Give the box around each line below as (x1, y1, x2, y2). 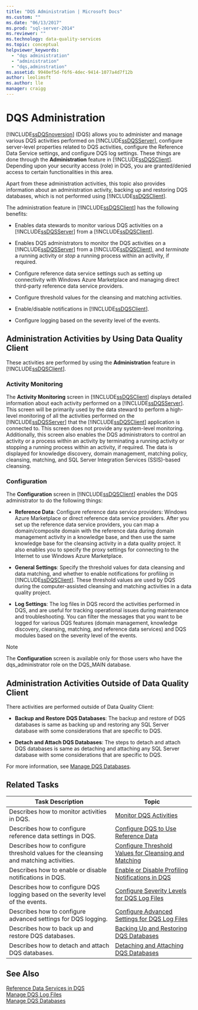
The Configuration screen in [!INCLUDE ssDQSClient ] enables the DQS (6, 491, 178, 498)
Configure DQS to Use (114, 824, 177, 832)
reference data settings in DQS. (9, 832, 96, 840)
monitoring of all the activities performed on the (18, 412, 135, 419)
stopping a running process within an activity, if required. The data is (6, 443, 173, 450)
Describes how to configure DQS (9, 883, 100, 891)
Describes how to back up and (9, 924, 94, 932)
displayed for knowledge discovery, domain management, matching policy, (6, 450, 188, 457)
